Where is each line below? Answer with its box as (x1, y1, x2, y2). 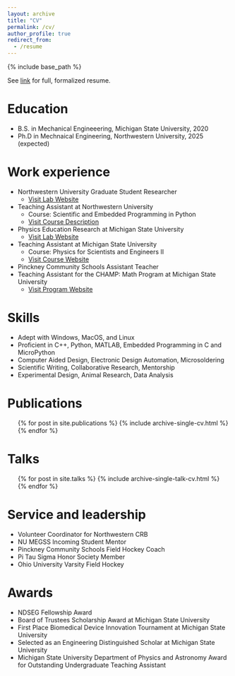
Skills (7, 310, 40, 326)
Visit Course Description (28, 217, 100, 226)
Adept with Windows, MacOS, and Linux (17, 333, 135, 341)
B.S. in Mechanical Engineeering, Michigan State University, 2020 (17, 124, 209, 133)
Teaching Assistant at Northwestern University (17, 202, 154, 210)
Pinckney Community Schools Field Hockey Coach (17, 545, 166, 553)
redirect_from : (7, 37, 52, 44)
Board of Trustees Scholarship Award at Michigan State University (17, 615, 210, 624)
